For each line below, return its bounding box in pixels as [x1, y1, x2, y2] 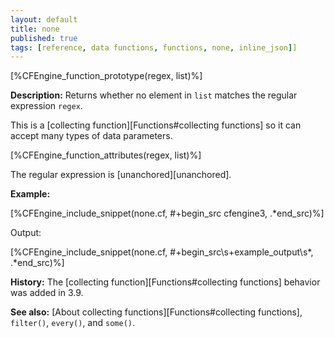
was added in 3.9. [10, 287, 84, 299]
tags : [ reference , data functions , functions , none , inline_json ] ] [10, 42, 298, 53]
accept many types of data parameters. [10, 130, 173, 142]
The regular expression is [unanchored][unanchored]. [10, 169, 232, 181]
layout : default [10, 14, 78, 25]
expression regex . [10, 100, 83, 112]
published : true [10, 33, 78, 43]
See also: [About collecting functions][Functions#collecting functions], [10, 306, 303, 318]
